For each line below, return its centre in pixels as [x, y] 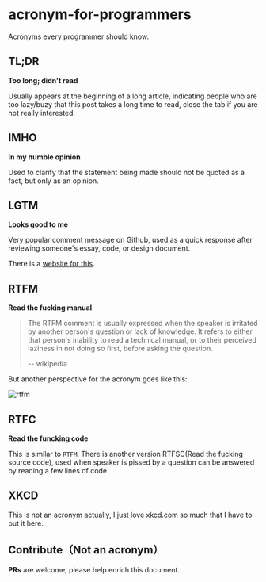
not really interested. [42, 113]
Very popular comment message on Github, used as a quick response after [131, 240]
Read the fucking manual [50, 308]
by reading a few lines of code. [59, 471]
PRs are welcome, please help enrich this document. [94, 569]
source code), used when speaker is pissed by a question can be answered [131, 462]
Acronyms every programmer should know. [78, 36]
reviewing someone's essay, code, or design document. [99, 248]
